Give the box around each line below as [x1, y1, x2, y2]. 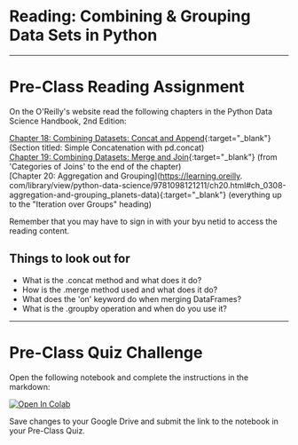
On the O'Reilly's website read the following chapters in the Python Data [9, 106, 273, 116]
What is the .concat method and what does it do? [21, 274, 202, 285]
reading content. [9, 225, 70, 236]
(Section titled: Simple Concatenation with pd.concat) [9, 142, 205, 153]
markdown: [9, 381, 51, 392]
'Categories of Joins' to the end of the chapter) [9, 161, 182, 171]
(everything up [228, 189, 282, 200]
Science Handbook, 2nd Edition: [9, 115, 127, 126]
